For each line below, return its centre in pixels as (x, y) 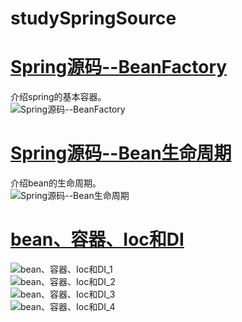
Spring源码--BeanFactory (119, 67)
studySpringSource (93, 18)
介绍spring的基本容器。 (58, 97)
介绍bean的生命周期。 (56, 183)
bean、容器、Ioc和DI (97, 239)
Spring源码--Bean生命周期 (121, 153)
